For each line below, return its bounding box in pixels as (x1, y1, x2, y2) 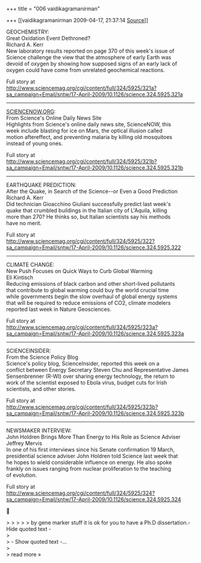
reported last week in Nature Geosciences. (6, 305, 112, 313)
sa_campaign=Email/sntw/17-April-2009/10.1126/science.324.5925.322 (6, 244, 181, 251)
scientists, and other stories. (6, 386, 77, 392)
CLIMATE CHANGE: (6, 261, 55, 268)
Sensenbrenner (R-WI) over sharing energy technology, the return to (6, 373, 175, 380)
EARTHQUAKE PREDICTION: (6, 181, 77, 188)
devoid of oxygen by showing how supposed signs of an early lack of (6, 60, 178, 67)
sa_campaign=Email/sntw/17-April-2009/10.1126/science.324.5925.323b (6, 410, 184, 417)
